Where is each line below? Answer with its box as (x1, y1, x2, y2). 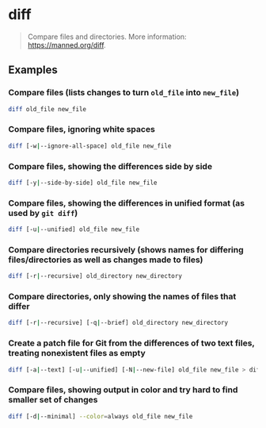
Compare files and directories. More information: (27, 32, 188, 41)
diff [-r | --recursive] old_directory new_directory (8, 272, 182, 280)
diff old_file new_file (8, 105, 87, 113)
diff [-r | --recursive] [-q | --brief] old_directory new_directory (8, 319, 228, 327)
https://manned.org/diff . (27, 40, 106, 49)
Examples (8, 64, 58, 77)
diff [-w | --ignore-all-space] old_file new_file (8, 141, 172, 150)
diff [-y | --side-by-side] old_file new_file (8, 179, 158, 187)
